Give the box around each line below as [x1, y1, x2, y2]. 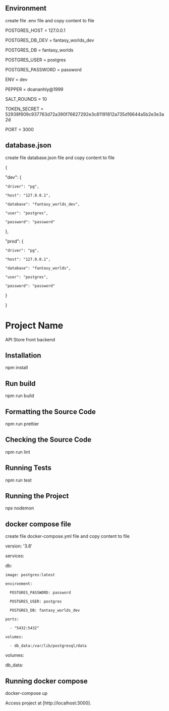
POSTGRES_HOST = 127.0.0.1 [5, 27, 66, 33]
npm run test [5, 477, 32, 483]
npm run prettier [5, 421, 39, 427]
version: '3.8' [5, 543, 33, 549]
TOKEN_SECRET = [5, 106, 44, 112]
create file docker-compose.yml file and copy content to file [5, 533, 130, 539]
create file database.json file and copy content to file [5, 154, 115, 161]
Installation [5, 351, 41, 360]
